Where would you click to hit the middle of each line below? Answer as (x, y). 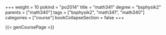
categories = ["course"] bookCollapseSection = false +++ (65, 17)
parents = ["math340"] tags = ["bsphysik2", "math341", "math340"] (75, 12)
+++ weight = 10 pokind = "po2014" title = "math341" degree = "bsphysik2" (83, 7)
